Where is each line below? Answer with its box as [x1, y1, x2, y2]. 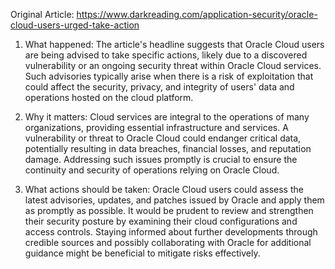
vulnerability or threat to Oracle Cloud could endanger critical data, [24, 132, 302, 144]
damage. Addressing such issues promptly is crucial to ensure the [24, 154, 298, 165]
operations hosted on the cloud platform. [24, 92, 194, 103]
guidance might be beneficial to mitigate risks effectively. [24, 247, 261, 259]
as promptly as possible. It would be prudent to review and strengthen [24, 205, 314, 216]
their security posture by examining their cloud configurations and [24, 215, 298, 227]
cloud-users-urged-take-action [10, 19, 140, 31]
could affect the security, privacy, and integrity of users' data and [24, 81, 295, 93]
